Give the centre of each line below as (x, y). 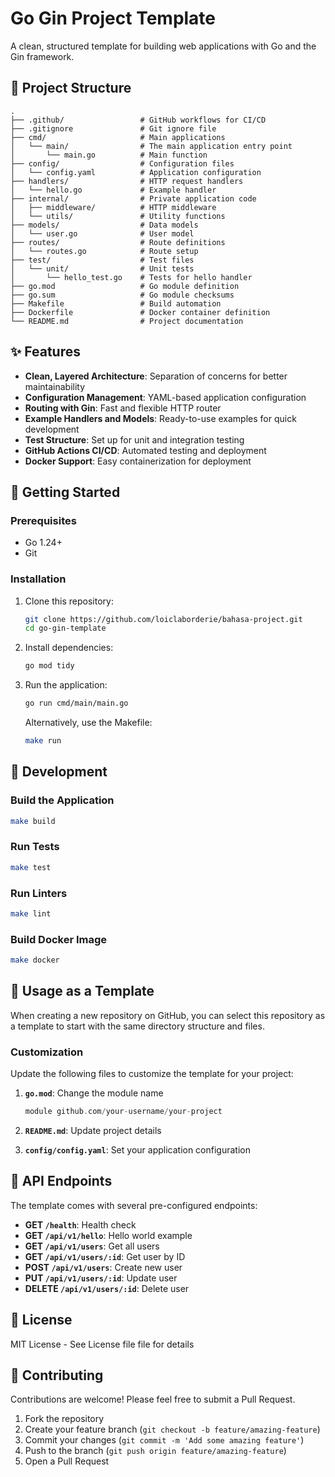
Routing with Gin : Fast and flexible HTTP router (123, 408)
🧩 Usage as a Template (82, 991)
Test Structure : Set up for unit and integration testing (134, 439)
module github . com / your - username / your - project (123, 1112)
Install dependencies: (69, 648)
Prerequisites (43, 520)
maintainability (55, 386)
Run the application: (66, 685)
